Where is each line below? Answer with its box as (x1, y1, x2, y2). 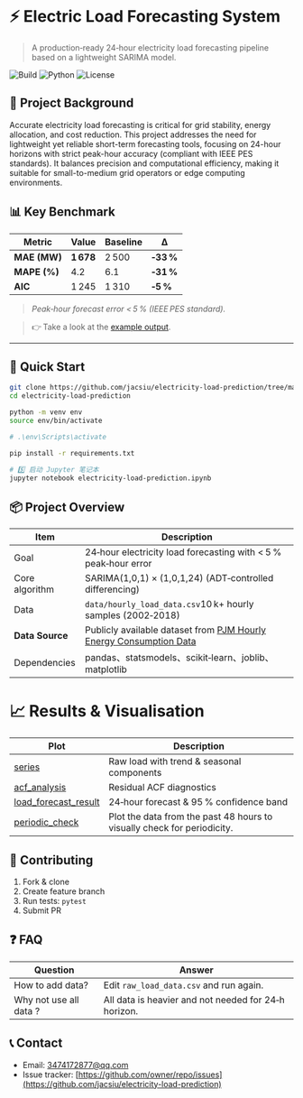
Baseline (105, 235, 142, 248)
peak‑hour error (85, 558, 152, 570)
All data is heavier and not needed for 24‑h (103, 993, 286, 1006)
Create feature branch (22, 885, 106, 897)
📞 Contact (9, 1036, 63, 1051)
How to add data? (14, 979, 88, 992)
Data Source (14, 630, 69, 642)
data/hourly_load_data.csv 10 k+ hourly (85, 598, 254, 611)
